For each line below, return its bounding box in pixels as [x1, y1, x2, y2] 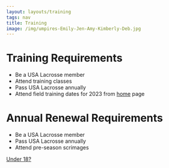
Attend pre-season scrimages [14, 144, 89, 151]
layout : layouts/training [6, 8, 71, 15]
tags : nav [6, 14, 31, 20]
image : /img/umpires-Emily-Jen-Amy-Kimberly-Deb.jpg [6, 25, 141, 32]
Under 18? [6, 155, 32, 163]
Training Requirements [6, 52, 123, 65]
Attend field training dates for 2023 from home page [14, 91, 145, 98]
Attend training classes [14, 77, 72, 85]
